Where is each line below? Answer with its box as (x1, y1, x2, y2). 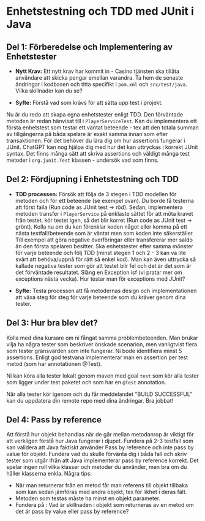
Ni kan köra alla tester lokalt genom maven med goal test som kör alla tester (6, 372, 199, 379)
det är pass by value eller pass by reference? (15, 508, 129, 515)
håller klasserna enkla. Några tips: (6, 470, 92, 477)
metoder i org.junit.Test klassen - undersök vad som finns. (6, 156, 159, 164)
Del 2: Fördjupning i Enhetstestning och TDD (6, 174, 179, 184)
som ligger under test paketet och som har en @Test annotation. (6, 378, 166, 386)
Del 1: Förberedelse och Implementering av (6, 42, 173, 52)
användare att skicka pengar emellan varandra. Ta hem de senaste (15, 74, 184, 81)
